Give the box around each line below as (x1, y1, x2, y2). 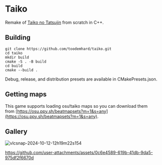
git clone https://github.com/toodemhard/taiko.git (5, 46, 112, 51)
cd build (5, 63, 23, 68)
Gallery (5, 127, 28, 135)
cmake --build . (5, 67, 38, 72)
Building (5, 33, 31, 42)
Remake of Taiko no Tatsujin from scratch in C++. (5, 19, 104, 25)
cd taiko (5, 50, 23, 55)
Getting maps (5, 90, 47, 99)
